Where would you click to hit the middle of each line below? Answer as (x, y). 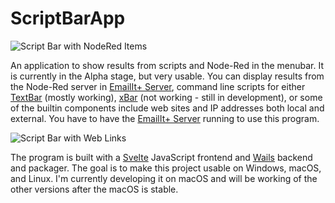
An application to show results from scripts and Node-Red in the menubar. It (167, 65)
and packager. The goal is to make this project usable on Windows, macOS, (166, 168)
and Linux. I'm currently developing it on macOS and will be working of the (164, 178)
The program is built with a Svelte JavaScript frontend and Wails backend (161, 157)
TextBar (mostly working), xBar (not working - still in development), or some (166, 97)
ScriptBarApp (68, 18)
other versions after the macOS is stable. (94, 189)
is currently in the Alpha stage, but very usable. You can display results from (167, 76)
